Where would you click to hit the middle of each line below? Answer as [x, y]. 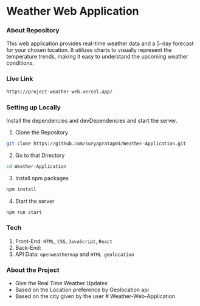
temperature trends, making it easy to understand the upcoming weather [97, 57]
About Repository [33, 31]
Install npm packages [42, 178]
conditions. [20, 63]
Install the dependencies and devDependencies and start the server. [92, 120]
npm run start [24, 212]
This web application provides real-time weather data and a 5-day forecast [100, 43]
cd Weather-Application [36, 166]
